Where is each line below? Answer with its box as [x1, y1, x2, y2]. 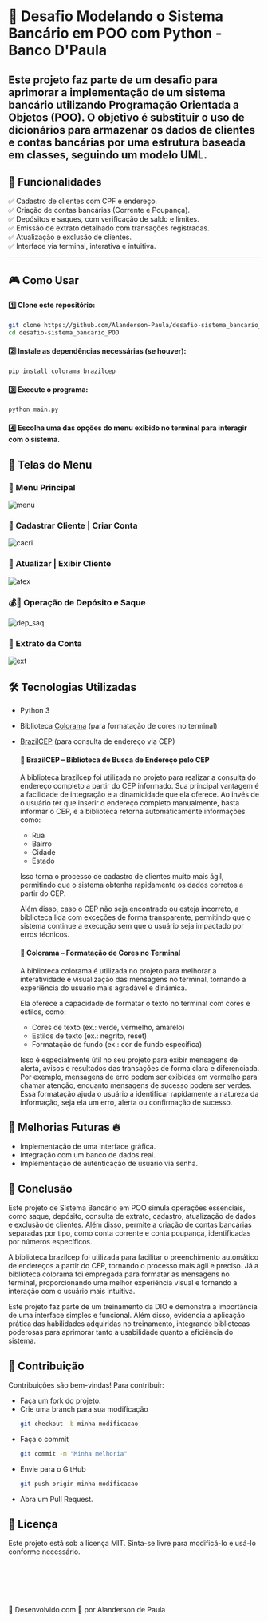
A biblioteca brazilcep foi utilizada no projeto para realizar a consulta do [19, 773, 257, 782]
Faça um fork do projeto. [19, 1396, 101, 1406]
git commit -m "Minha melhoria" [19, 1449, 128, 1458]
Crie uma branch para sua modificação [19, 1404, 149, 1414]
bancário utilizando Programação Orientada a [8, 98, 239, 111]
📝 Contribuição [8, 1359, 85, 1372]
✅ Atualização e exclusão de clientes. [8, 232, 132, 242]
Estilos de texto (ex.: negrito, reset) [31, 1031, 148, 1041]
